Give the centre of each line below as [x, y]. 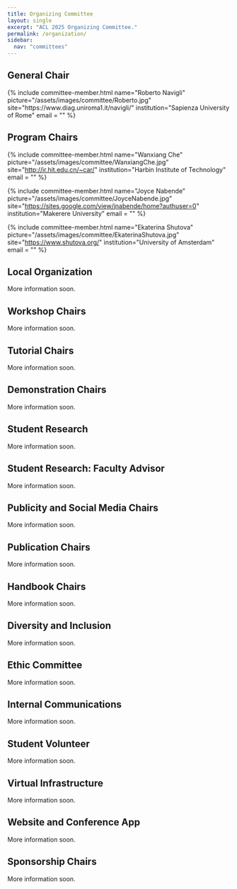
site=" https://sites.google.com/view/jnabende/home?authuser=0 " [103, 205]
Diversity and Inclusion [59, 626]
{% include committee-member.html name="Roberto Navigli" [96, 92]
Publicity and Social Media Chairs [83, 508]
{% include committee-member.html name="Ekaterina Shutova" [100, 227]
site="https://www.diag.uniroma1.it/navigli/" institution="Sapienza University [118, 108]
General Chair [39, 75]
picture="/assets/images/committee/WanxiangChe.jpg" [88, 162]
